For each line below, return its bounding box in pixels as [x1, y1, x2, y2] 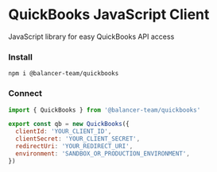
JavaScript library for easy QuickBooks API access [8, 32, 175, 41]
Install [8, 52, 33, 63]
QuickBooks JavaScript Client [8, 6, 210, 24]
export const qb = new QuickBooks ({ [8, 120, 130, 128]
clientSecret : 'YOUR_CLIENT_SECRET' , [15, 135, 141, 143]
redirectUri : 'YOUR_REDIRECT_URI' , [15, 143, 134, 151]
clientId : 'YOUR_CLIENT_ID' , [15, 128, 112, 136]
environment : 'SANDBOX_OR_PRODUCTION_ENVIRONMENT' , [15, 149, 191, 158]
